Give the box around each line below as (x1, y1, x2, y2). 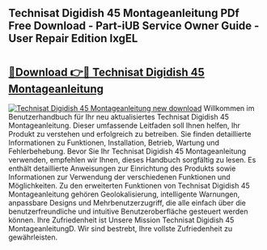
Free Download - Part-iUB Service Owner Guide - (8, 19, 260, 33)
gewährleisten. (8, 232, 58, 242)
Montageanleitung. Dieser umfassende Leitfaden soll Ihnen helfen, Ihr (8, 121, 241, 130)
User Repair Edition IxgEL (8, 32, 138, 45)
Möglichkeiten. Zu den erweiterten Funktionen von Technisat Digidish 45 (8, 181, 251, 190)
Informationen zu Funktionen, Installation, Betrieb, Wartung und (8, 138, 220, 147)
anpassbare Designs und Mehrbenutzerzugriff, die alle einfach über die (8, 198, 247, 207)
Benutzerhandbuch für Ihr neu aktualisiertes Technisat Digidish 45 (8, 112, 229, 121)
